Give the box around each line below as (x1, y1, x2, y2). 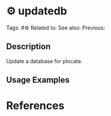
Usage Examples (6, 75, 70, 85)
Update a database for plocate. (6, 57, 83, 64)
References (6, 99, 64, 112)
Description (6, 41, 51, 52)
